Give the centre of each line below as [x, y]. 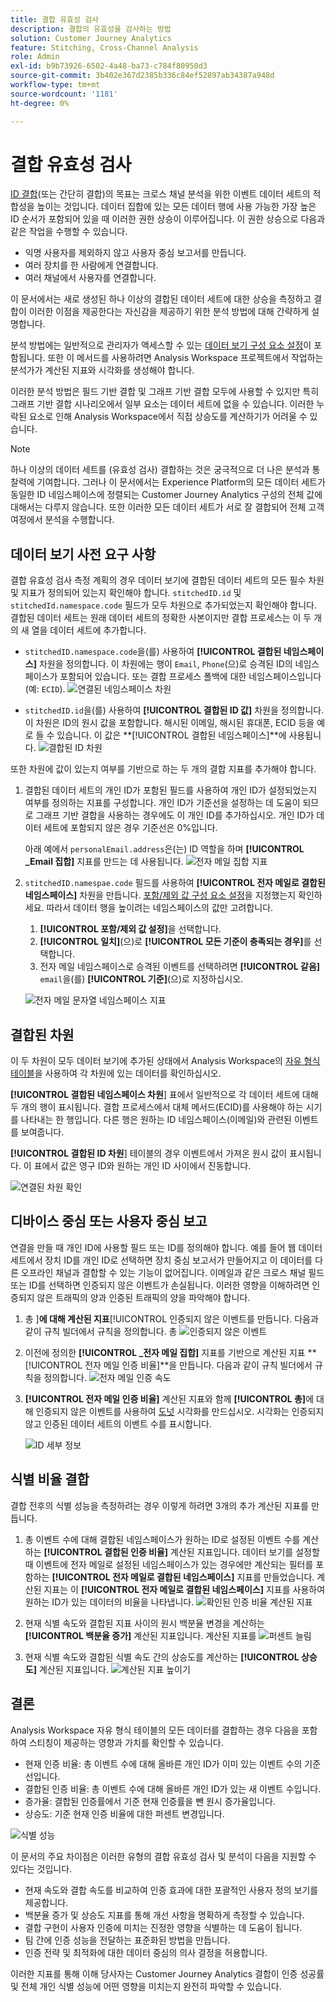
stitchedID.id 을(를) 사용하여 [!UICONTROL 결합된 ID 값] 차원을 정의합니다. [174, 710]
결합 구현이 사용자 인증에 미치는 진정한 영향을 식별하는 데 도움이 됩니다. [163, 1927]
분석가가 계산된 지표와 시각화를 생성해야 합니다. [102, 370]
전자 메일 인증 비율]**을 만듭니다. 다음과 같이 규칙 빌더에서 [198, 1365]
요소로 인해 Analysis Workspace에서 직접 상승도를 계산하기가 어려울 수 [168, 417]
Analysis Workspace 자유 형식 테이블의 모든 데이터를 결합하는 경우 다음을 [155, 1730]
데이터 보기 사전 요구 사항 [83, 554]
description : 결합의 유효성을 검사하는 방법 [91, 29]
